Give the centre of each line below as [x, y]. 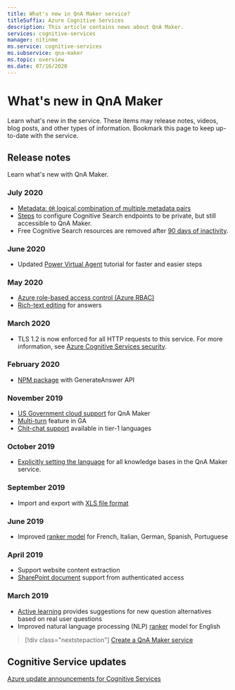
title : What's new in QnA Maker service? [69, 14]
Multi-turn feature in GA [52, 421]
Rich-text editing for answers [59, 305]
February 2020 [33, 365]
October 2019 [31, 446]
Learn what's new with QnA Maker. [58, 175]
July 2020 [25, 193]
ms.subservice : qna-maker [45, 54]
